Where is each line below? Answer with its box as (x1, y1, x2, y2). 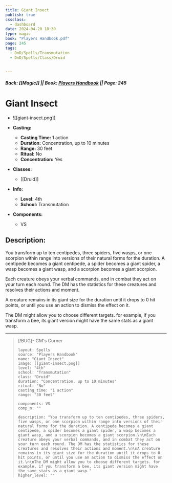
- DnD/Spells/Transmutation (10, 50, 70, 55)
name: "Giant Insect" (17, 356, 64, 361)
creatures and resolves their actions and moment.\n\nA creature (17, 446, 160, 451)
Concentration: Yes (20, 156, 63, 162)
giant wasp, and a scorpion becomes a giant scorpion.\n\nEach (17, 432, 156, 437)
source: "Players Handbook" (17, 352, 78, 357)
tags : (5, 46, 17, 51)
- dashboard (10, 21, 36, 27)
